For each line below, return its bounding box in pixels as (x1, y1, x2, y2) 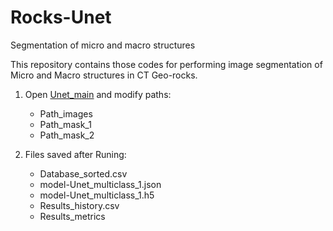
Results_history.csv (39, 199, 120, 211)
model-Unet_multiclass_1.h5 (39, 189, 155, 201)
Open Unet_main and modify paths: (24, 88, 172, 100)
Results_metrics (39, 210, 106, 222)
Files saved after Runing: (24, 148, 127, 160)
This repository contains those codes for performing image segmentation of (10, 58, 323, 70)
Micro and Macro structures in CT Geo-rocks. (10, 69, 198, 81)
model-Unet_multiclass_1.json (39, 178, 162, 190)
